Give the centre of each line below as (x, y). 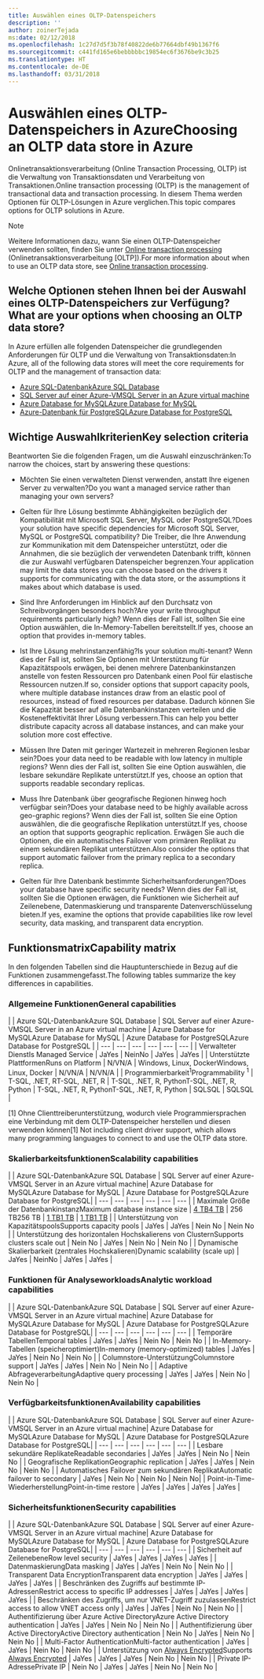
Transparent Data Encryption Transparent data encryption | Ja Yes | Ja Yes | (128, 1575)
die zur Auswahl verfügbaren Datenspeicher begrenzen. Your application (136, 562)
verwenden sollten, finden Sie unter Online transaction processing (115, 249)
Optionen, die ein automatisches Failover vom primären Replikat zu (128, 841)
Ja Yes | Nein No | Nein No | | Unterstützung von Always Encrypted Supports (130, 1650)
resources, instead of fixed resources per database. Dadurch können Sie (137, 702)
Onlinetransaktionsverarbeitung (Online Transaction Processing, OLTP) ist (128, 168)
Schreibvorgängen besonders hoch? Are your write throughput (120, 611)
